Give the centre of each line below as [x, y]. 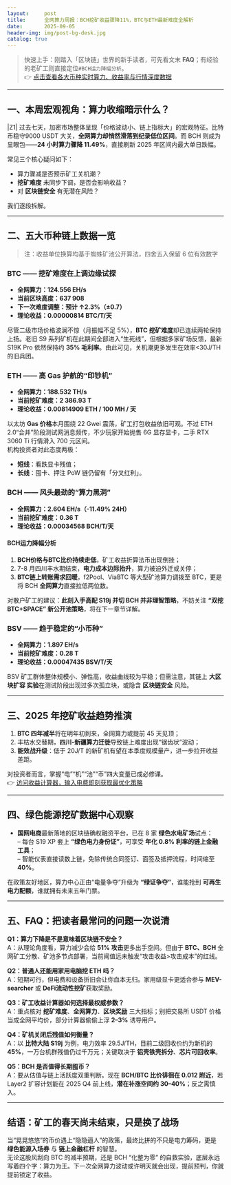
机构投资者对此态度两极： [43, 449]
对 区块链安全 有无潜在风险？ [58, 191]
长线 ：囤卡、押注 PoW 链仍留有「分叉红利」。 [81, 473]
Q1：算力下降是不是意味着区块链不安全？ [65, 939]
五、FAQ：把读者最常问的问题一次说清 [88, 921]
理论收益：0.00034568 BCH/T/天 [65, 526]
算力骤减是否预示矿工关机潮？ [59, 174]
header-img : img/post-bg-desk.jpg [57, 33]
